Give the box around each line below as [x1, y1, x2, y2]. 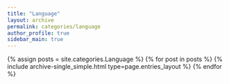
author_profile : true [7, 29, 70, 37]
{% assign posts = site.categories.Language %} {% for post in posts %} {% [7, 55, 223, 63]
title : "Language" [7, 10, 60, 17]
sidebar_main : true [7, 36, 64, 43]
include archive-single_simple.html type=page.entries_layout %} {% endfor [7, 62, 222, 71]
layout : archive [7, 17, 54, 24]
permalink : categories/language [7, 23, 101, 30]
